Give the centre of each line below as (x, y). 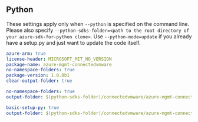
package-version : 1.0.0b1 (38, 75)
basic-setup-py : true (33, 108)
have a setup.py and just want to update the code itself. (73, 42)
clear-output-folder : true (39, 81)
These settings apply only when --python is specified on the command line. (98, 24)
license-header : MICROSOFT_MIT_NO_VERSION (59, 59)
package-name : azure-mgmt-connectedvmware (59, 64)
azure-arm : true (26, 53)
